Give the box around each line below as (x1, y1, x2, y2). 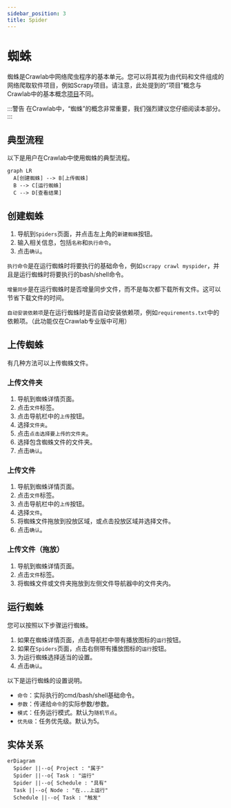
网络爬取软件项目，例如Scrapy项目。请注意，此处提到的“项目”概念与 (7, 81, 202, 90)
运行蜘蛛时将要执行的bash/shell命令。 (19, 270, 128, 279)
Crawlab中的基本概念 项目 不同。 (7, 90, 98, 98)
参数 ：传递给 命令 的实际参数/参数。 (17, 699, 113, 708)
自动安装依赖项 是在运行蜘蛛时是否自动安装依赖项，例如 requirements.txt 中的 (7, 308, 219, 317)
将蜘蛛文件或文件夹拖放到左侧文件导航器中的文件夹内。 (17, 579, 174, 588)
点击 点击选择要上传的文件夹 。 (17, 429, 92, 438)
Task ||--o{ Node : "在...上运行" (13, 787, 108, 794)
